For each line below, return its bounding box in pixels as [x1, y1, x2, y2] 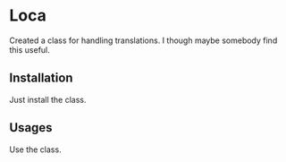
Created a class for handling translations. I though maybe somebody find [9, 35, 278, 46]
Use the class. [9, 144, 62, 155]
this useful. [9, 44, 51, 55]
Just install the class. [9, 94, 87, 105]
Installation [9, 71, 73, 86]
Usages [9, 120, 53, 135]
